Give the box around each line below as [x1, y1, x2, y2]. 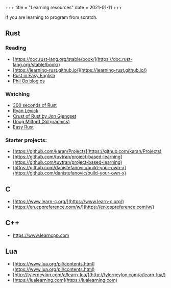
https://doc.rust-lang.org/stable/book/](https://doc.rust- [14, 56, 133, 62]
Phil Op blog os [12, 78, 45, 84]
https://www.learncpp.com [12, 232, 69, 238]
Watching [5, 91, 30, 98]
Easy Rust [12, 124, 34, 130]
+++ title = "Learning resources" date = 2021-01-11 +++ [5, 5, 123, 10]
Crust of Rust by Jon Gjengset [12, 113, 77, 119]
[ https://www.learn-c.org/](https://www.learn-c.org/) [12, 198, 124, 205]
